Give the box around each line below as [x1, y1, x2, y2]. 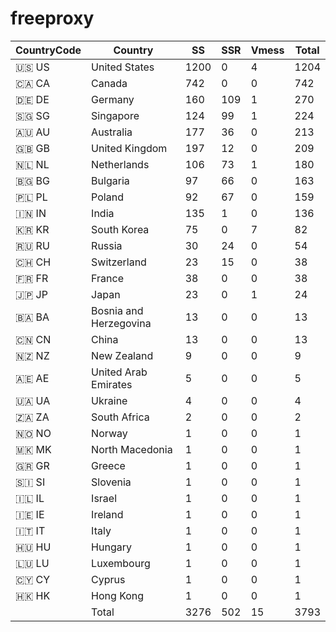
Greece [91, 458, 126, 472]
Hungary [91, 540, 132, 554]
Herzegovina [91, 316, 152, 330]
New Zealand [91, 348, 154, 362]
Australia [91, 125, 133, 139]
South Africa [91, 410, 150, 424]
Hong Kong [91, 588, 145, 602]
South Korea [91, 222, 150, 236]
